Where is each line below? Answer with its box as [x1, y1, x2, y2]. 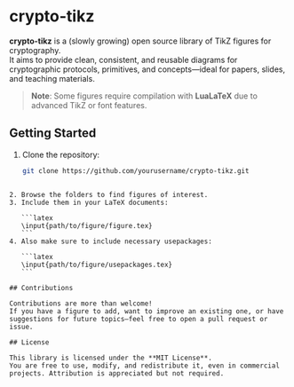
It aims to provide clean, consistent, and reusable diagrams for [9, 54, 238, 65]
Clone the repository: [21, 149, 100, 160]
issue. [9, 322, 34, 331]
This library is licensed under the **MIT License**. [9, 353, 213, 362]
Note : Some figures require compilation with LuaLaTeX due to [30, 91, 258, 101]
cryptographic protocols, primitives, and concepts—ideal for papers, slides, [9, 64, 286, 75]
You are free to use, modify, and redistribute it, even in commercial [9, 361, 280, 370]
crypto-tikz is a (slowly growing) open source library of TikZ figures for [9, 36, 272, 46]
